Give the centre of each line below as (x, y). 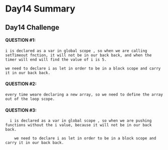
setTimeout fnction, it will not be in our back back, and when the (78, 55)
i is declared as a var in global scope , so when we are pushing (81, 121)
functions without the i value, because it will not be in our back (78, 125)
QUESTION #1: (21, 40)
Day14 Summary (40, 9)
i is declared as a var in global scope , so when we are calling (76, 51)
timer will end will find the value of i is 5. (56, 59)
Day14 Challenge (32, 27)
